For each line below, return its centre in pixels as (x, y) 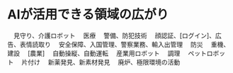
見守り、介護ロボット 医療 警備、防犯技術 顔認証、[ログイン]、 (114, 35)
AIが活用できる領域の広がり (88, 15)
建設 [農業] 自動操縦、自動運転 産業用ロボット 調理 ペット (107, 53)
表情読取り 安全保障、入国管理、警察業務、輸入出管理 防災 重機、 (125, 44)
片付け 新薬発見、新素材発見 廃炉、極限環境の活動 (101, 62)
